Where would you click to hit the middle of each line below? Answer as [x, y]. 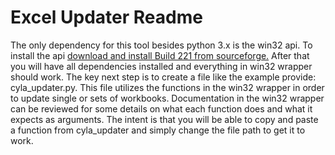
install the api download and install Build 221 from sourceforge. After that [160, 55]
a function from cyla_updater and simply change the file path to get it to [158, 130]
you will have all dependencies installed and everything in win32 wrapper [161, 66]
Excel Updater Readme [106, 17]
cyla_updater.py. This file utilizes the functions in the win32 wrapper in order [167, 87]
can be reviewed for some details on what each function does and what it [161, 108]
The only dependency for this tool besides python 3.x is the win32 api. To [161, 45]
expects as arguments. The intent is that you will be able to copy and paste [164, 119]
